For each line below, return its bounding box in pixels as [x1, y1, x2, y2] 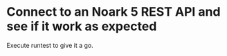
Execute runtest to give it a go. [6, 41, 94, 49]
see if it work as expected [6, 18, 157, 34]
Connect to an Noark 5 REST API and [6, 4, 221, 20]
